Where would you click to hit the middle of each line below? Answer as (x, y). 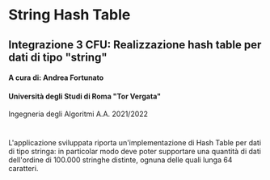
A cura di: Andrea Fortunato (56, 77)
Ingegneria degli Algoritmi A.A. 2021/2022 (78, 114)
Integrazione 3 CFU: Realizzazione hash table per (135, 45)
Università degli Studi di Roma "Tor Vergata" (85, 96)
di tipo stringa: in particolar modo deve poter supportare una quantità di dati (135, 151)
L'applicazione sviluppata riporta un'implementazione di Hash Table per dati (135, 142)
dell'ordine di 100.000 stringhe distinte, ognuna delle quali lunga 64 (120, 160)
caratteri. (23, 168)
